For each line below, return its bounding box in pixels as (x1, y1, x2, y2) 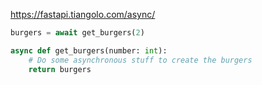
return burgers (28, 64, 92, 74)
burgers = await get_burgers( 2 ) (10, 28, 145, 38)
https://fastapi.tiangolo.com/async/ (10, 9, 156, 20)
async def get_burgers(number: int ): (10, 45, 168, 56)
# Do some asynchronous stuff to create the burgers (28, 55, 253, 65)
